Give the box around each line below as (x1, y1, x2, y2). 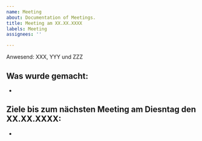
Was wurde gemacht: (6, 71, 89, 81)
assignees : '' (6, 31, 42, 38)
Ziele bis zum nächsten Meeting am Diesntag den (6, 104, 197, 115)
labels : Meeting (6, 25, 47, 32)
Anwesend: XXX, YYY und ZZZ (6, 53, 83, 61)
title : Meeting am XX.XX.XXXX (6, 20, 83, 26)
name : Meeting (6, 8, 42, 15)
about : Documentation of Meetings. (6, 15, 96, 21)
